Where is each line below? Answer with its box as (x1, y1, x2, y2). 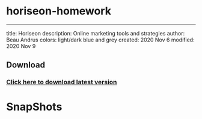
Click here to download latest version (6, 78, 117, 87)
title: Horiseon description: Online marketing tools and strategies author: (6, 29, 185, 37)
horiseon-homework (6, 4, 111, 18)
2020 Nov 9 (6, 42, 36, 49)
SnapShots (6, 100, 63, 114)
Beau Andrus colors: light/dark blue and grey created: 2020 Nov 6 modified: (6, 36, 195, 43)
